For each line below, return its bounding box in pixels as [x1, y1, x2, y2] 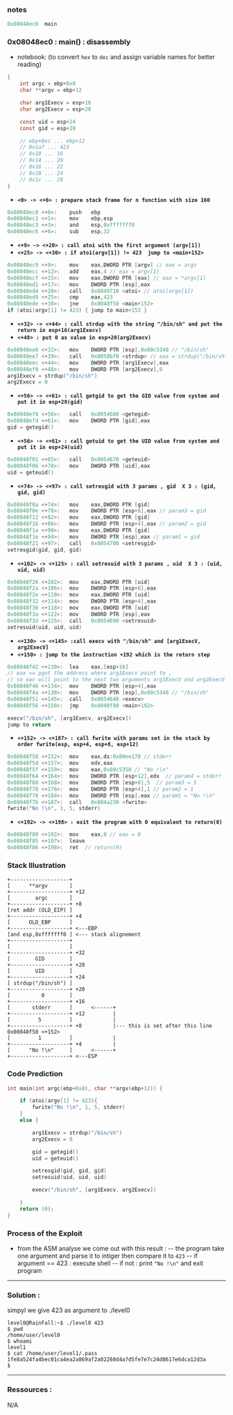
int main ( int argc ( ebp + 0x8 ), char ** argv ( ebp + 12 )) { [7, 1084, 163, 1092]
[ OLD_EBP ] [7, 919, 73, 926]
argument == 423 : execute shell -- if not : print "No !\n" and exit [17, 1258, 204, 1267]
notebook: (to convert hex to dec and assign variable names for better [17, 53, 216, 61]
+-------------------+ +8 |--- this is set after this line [7, 1022, 213, 1029]
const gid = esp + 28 [19, 125, 76, 132]
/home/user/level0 [7, 1331, 60, 1339]
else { [19, 1117, 39, 1124]
